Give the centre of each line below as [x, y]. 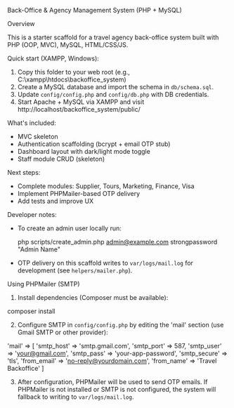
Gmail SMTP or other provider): [63, 332]
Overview [21, 24]
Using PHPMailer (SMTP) [44, 284]
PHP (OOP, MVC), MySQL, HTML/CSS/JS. [68, 45]
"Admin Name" [39, 249]
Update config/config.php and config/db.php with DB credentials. [113, 94]
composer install [31, 311]
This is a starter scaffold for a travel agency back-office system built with [113, 37]
